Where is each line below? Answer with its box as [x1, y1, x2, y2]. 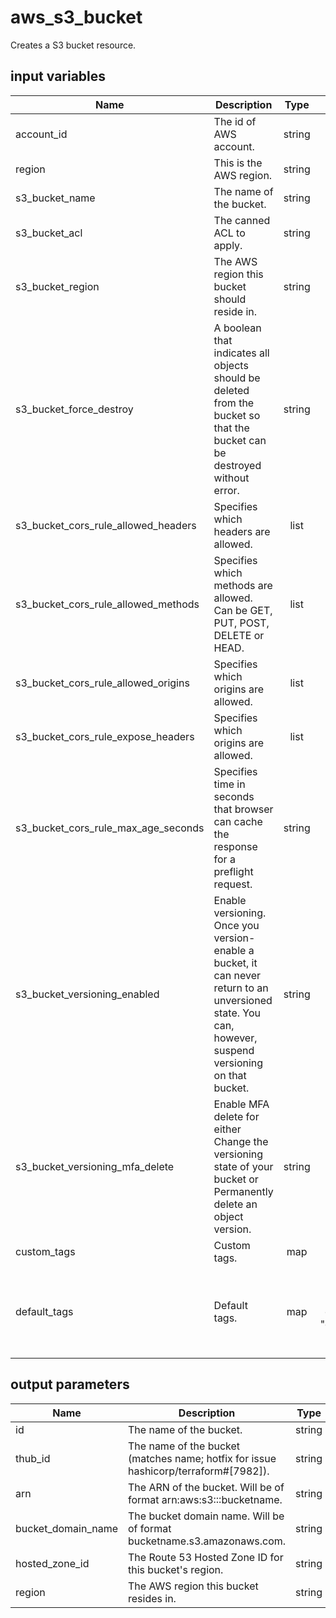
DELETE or [213, 628, 265, 642]
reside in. [213, 304, 258, 318]
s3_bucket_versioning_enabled [15, 987, 160, 1001]
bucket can [213, 433, 267, 447]
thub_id [15, 1451, 51, 1465]
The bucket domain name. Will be [128, 1509, 285, 1523]
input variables [10, 68, 107, 85]
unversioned [213, 993, 273, 1007]
